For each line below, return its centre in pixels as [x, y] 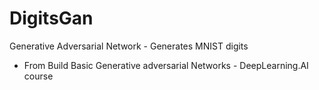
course [38, 76]
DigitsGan [51, 18]
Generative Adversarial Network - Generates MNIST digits [129, 46]
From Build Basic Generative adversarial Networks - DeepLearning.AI [166, 65]
